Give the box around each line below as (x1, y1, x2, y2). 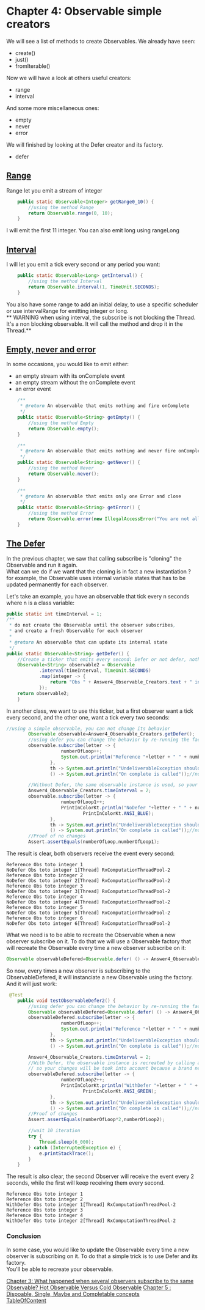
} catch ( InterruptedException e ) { (28, 1144, 121, 1150)
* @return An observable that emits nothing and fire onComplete (20, 403, 190, 409)
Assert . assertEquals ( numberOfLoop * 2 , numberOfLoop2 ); (28, 1117, 165, 1123)
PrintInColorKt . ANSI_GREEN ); (82, 1088, 157, 1094)
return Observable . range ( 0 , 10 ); (28, 210, 113, 216)
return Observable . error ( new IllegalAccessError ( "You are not (28, 516, 190, 522)
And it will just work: (6, 980, 57, 987)
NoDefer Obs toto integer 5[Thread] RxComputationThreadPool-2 (6, 910, 171, 916)
